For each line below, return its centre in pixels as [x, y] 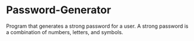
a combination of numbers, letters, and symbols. [65, 32]
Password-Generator [59, 10]
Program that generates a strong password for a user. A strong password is [97, 26]
